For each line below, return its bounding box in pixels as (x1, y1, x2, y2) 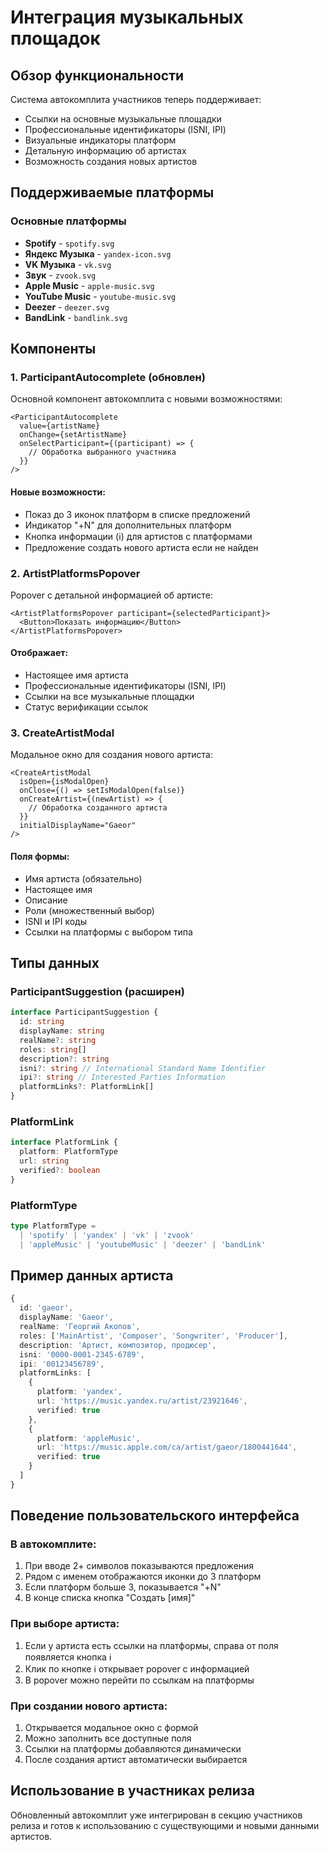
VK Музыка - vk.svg (24, 258, 112, 270)
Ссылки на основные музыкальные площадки (24, 113, 222, 125)
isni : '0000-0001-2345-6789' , (19, 1349, 145, 1360)
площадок (10, 27, 101, 50)
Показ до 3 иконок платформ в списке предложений (24, 508, 251, 520)
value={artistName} (19, 421, 101, 431)
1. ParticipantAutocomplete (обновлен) (10, 371, 206, 384)
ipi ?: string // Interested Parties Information (19, 1072, 226, 1083)
